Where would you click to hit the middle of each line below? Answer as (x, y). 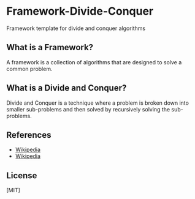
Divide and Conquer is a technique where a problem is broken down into (97, 103)
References (29, 135)
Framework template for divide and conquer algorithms (76, 28)
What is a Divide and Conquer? (67, 88)
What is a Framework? (50, 47)
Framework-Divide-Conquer (80, 11)
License (22, 175)
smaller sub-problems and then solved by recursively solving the (88, 109)
